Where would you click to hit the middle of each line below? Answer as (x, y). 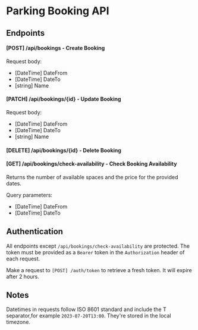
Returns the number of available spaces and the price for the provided (92, 177)
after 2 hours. (23, 276)
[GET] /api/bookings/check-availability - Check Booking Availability (92, 164)
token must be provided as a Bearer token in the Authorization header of (95, 252)
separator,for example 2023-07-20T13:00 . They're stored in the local (89, 316)
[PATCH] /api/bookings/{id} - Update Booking (64, 99)
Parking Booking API (58, 11)
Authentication (35, 231)
